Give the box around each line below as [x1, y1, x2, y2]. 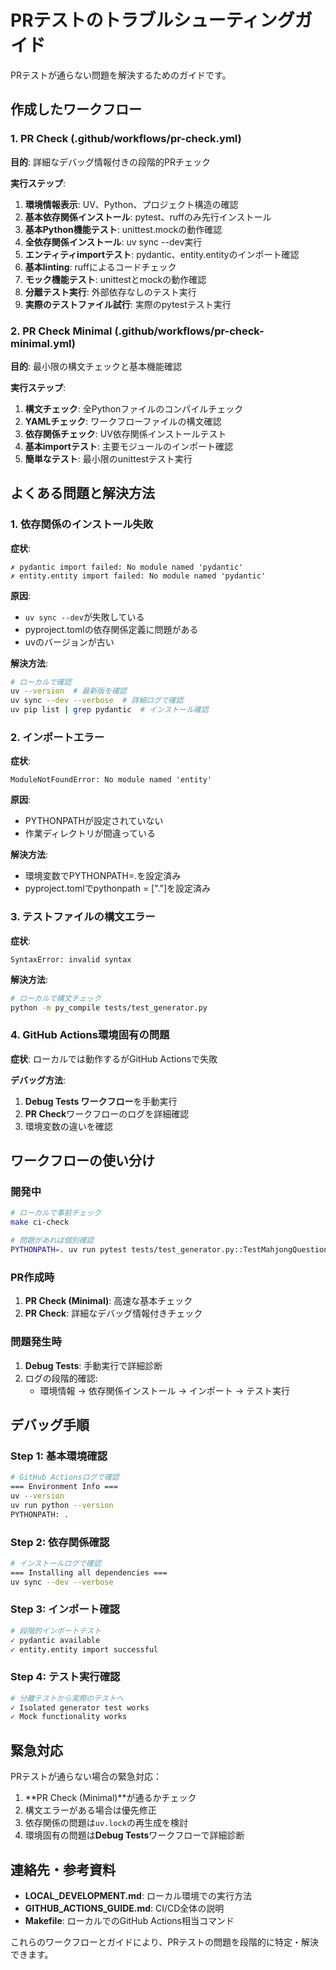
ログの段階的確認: [24, 1372, 98, 1384]
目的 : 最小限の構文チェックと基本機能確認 [10, 360, 182, 372]
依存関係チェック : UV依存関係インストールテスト [24, 427, 227, 440]
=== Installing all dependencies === [10, 1567, 168, 1578]
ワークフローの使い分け [10, 1152, 155, 1170]
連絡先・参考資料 [10, 1861, 116, 1878]
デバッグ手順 [10, 1416, 90, 1433]
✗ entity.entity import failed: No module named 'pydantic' [10, 571, 267, 581]
